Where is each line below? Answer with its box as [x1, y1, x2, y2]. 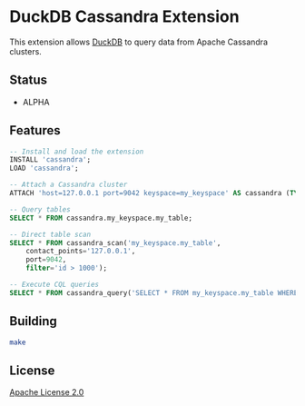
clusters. [9, 45, 43, 56]
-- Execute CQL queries [9, 280, 100, 290]
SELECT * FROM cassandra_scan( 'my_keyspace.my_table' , [9, 238, 221, 247]
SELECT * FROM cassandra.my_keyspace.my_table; [9, 213, 193, 223]
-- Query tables [9, 204, 71, 214]
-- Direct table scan [9, 230, 92, 239]
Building [9, 313, 57, 329]
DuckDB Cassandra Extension [9, 6, 240, 27]
